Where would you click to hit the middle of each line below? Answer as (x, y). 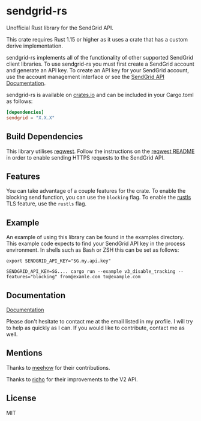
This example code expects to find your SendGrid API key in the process (96, 244)
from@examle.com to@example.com (100, 277)
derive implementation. (34, 46)
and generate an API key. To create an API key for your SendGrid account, (97, 70)
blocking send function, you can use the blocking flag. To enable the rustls (99, 198)
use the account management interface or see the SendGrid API (85, 76)
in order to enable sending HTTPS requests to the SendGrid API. (85, 157)
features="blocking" (32, 277)
